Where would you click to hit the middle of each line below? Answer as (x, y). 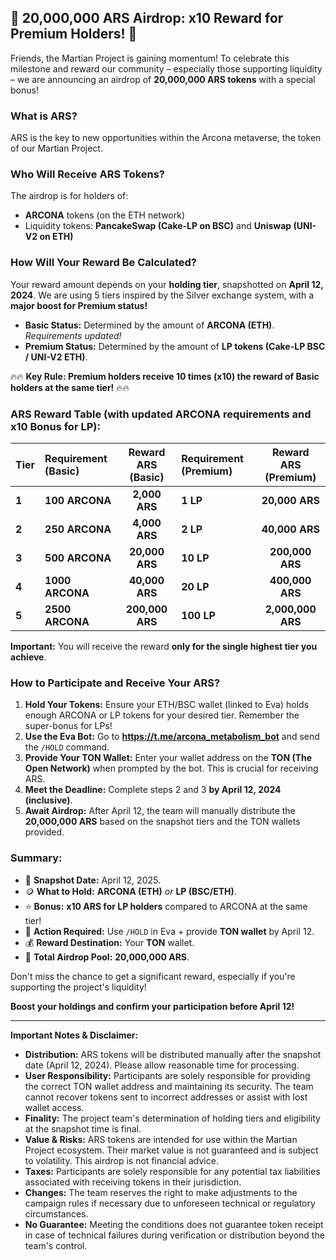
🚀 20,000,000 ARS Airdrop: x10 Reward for (147, 18)
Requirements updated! (73, 335)
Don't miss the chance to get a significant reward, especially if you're (153, 976)
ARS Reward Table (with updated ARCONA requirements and (161, 414)
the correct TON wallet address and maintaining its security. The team (169, 1086)
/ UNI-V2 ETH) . (56, 357)
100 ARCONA (78, 500)
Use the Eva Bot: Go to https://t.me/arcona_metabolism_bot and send (172, 737)
